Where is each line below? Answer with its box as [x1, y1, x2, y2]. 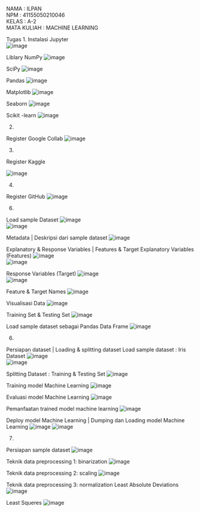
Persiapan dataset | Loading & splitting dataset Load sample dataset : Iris [6, 346, 186, 353]
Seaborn [6, 100, 28, 107]
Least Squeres [6, 499, 42, 506]
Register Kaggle [6, 158, 46, 165]
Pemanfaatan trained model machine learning [6, 405, 119, 412]
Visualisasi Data [6, 299, 46, 307]
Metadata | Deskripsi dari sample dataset [6, 234, 108, 241]
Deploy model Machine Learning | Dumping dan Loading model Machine [6, 417, 185, 424]
